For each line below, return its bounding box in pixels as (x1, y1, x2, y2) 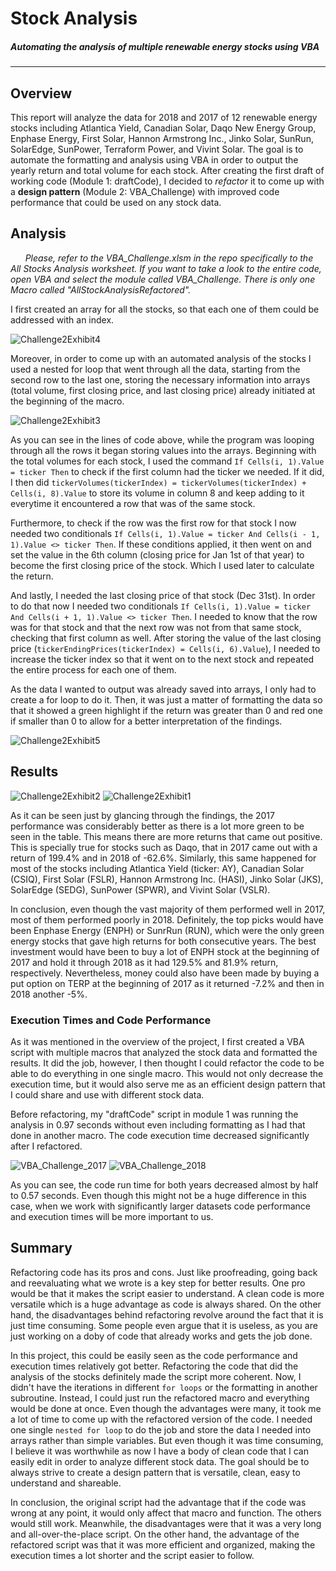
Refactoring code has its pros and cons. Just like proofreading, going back (10, 1266, 318, 1278)
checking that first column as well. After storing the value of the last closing (10, 632, 322, 644)
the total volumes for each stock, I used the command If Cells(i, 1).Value (10, 455, 325, 467)
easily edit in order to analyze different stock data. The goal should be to (10, 1455, 310, 1467)
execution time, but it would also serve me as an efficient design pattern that (10, 1078, 326, 1090)
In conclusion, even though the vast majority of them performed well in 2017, (10, 903, 326, 915)
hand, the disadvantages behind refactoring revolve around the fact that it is (10, 1308, 324, 1321)
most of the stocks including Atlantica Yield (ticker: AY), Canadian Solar (10, 862, 305, 874)
